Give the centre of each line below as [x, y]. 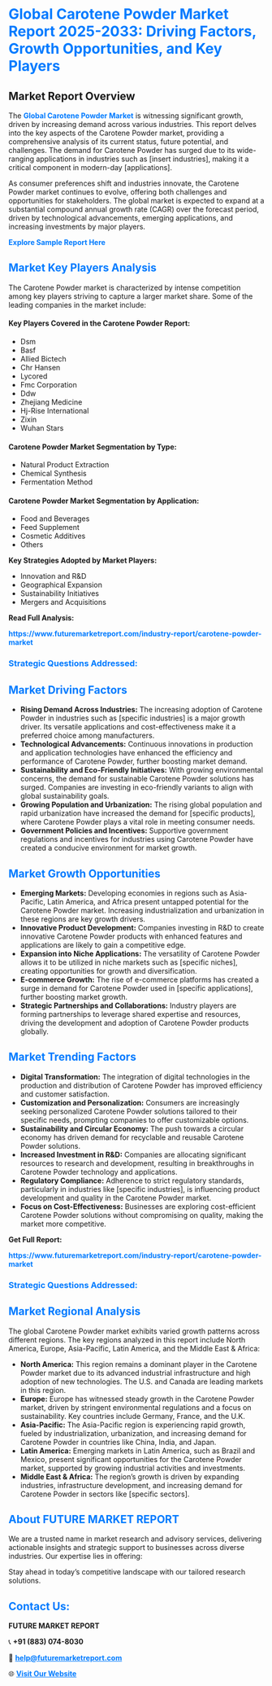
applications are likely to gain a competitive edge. [103, 944]
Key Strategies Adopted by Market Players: [83, 561]
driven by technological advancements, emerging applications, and [121, 218]
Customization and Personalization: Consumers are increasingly [130, 1102]
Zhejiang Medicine [51, 402]
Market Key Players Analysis [82, 268]
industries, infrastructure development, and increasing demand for [132, 1485]
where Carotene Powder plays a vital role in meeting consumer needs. [138, 822]
